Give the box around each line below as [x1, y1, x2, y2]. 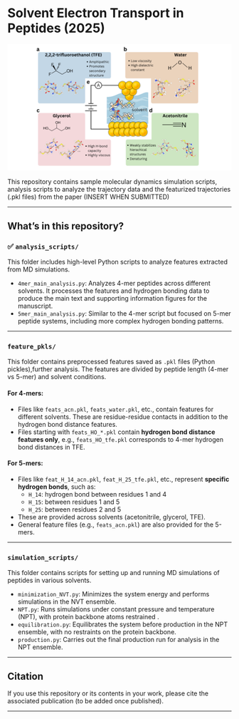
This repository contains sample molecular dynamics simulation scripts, [7, 177, 218, 186]
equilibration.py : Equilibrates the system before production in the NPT [17, 620, 228, 629]
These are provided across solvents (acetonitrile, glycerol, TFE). [17, 512, 206, 521]
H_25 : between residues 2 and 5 [28, 505, 122, 514]
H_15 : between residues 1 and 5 [28, 497, 120, 506]
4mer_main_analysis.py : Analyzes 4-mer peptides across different [17, 279, 211, 288]
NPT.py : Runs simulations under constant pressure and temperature [17, 605, 215, 614]
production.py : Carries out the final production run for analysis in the [17, 636, 220, 644]
